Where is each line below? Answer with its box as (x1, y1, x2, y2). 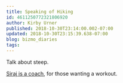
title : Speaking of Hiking (6, 8, 73, 15)
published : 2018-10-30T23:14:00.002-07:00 (6, 25, 113, 32)
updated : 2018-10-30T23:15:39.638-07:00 (6, 31, 109, 37)
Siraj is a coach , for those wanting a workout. (6, 70, 118, 77)
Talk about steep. (6, 58, 49, 66)
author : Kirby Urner (6, 20, 58, 26)
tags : (6, 42, 20, 48)
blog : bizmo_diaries (6, 36, 58, 42)
